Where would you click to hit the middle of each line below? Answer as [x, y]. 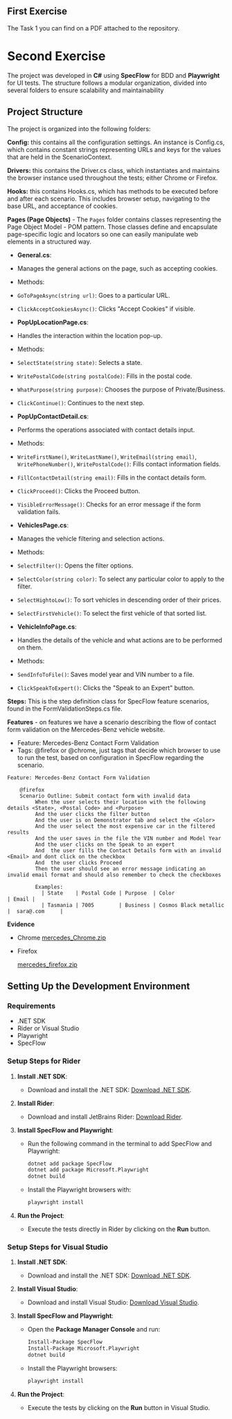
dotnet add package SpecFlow [70, 1164]
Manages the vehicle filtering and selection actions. [91, 538]
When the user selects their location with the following [121, 802]
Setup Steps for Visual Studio [58, 1247]
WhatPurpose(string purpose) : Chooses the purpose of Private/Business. [121, 389]
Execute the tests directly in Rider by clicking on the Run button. [119, 1229]
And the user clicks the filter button [92, 814]
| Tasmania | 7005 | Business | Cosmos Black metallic [133, 905]
